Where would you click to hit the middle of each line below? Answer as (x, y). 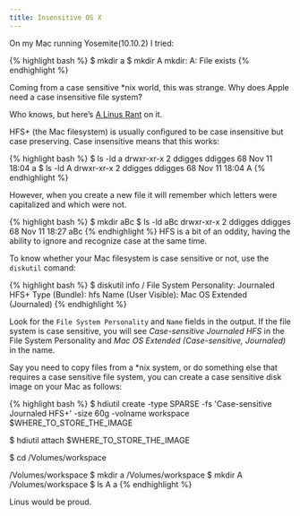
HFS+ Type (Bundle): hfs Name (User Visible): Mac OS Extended (129, 294)
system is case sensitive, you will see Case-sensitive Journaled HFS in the (147, 331)
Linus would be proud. (51, 502)
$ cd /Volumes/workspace (58, 457)
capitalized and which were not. (68, 204)
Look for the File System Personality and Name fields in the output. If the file (150, 321)
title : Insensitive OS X (56, 17)
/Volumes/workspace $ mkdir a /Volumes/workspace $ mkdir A (126, 475)
